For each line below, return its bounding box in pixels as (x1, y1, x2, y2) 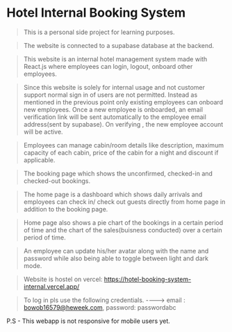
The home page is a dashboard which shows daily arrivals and (23, 190, 203, 198)
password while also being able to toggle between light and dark (23, 254, 209, 262)
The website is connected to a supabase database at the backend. (23, 41, 215, 49)
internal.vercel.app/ (23, 282, 80, 290)
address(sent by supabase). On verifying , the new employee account (23, 120, 224, 128)
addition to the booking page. (23, 205, 108, 213)
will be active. (23, 127, 63, 136)
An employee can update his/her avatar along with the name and (23, 246, 209, 255)
